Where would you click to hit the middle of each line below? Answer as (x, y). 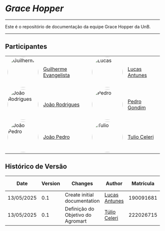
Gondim (137, 107)
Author (114, 183)
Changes (82, 183)
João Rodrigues (62, 104)
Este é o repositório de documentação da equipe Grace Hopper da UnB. (78, 26)
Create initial (79, 195)
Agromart (76, 221)
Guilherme (55, 69)
